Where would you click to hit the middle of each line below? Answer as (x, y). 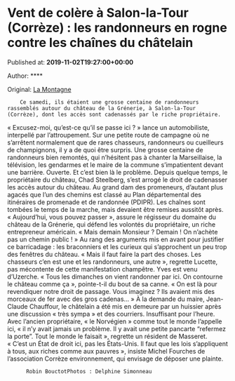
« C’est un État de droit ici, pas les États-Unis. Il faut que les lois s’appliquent (117, 343)
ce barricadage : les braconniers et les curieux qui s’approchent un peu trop (117, 246)
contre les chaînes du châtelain (100, 43)
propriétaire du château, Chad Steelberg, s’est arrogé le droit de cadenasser (117, 180)
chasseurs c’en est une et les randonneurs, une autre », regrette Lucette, (113, 262)
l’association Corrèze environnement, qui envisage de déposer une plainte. (115, 359)
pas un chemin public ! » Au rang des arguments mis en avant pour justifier (116, 239)
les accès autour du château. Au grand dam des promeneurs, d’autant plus (115, 187)
